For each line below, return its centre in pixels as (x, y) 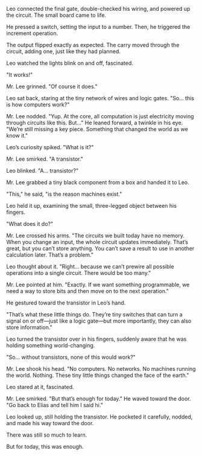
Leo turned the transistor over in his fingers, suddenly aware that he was (96, 339)
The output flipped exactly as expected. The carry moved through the (93, 45)
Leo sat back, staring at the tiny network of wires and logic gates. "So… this (100, 98)
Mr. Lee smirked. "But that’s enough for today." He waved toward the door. (99, 399)
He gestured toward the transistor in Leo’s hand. (66, 303)
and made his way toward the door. (50, 423)
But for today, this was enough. (45, 447)
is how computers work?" (38, 104)
